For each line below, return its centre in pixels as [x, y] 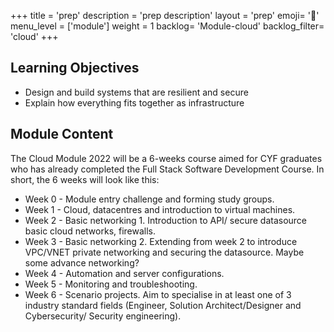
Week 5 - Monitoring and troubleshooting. [111, 284]
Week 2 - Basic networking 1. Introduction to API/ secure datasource [166, 220]
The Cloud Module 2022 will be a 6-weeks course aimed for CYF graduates [166, 158]
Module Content [62, 134]
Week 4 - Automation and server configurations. [124, 273]
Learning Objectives [75, 68]
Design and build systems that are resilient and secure [136, 92]
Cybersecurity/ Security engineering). [103, 316]
